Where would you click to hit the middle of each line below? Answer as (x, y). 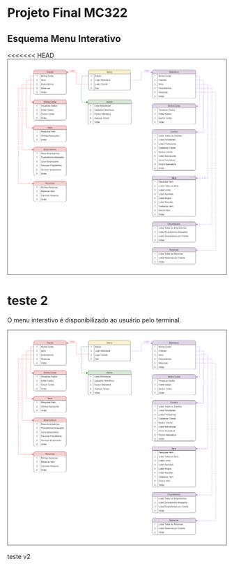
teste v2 (19, 557)
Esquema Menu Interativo (64, 39)
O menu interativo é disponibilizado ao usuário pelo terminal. (94, 320)
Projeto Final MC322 (68, 13)
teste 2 (28, 300)
